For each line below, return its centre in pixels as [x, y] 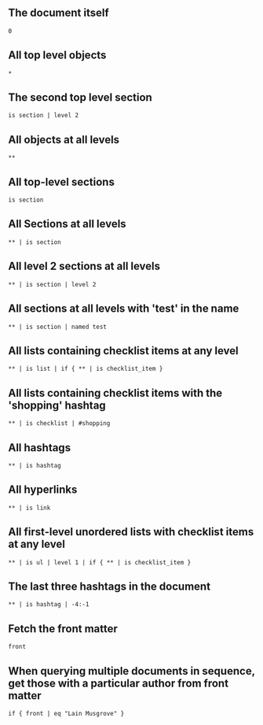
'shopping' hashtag [57, 405]
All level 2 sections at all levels [84, 266]
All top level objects [57, 55]
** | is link [29, 508]
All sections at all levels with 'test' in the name [124, 309]
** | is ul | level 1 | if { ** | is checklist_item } [100, 562]
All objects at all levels [64, 140]
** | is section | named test [58, 327]
